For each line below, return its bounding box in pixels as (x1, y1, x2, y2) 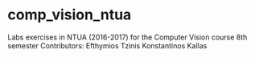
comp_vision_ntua (7, 6, 132, 24)
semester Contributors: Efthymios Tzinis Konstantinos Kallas (7, 40, 208, 50)
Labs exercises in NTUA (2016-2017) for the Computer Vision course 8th (7, 32, 248, 42)
